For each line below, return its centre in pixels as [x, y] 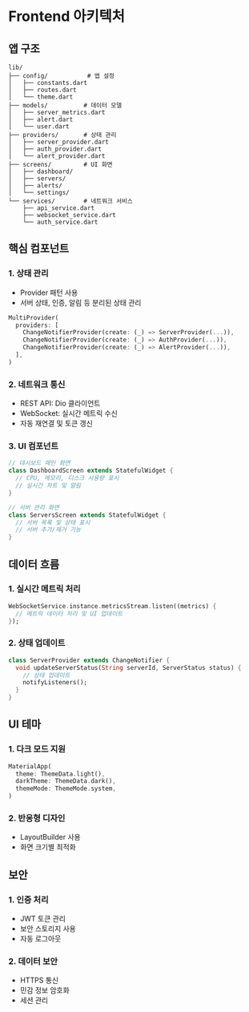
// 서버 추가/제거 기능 [48, 530]
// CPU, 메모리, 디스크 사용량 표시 [67, 478]
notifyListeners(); [55, 683]
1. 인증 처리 [28, 900]
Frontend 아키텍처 [67, 16]
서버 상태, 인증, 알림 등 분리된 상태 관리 [80, 302]
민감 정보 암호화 [44, 990]
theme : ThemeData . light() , [60, 774]
